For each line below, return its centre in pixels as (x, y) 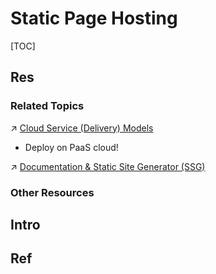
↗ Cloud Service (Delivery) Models (82, 128)
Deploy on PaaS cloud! (71, 147)
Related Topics (47, 106)
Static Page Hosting (94, 18)
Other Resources (52, 192)
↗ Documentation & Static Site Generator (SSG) (108, 166)
